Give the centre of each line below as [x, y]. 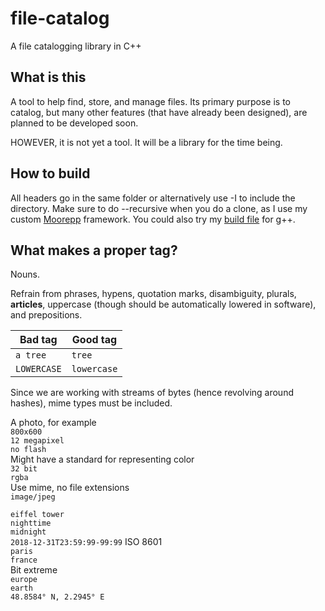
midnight [28, 532]
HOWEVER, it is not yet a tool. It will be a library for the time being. [146, 142]
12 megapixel [37, 441]
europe [24, 580]
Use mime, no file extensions [70, 488]
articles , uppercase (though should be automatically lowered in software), [163, 304]
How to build [50, 173]
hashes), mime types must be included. [91, 403]
